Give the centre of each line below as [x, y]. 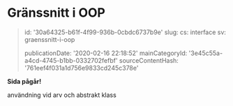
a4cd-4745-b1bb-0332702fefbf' [71, 60]
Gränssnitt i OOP [57, 13]
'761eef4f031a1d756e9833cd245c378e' [81, 68]
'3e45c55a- [206, 53]
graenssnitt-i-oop [50, 39]
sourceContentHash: [149, 60]
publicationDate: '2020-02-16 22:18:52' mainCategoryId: [106, 53]
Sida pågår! [24, 81]
